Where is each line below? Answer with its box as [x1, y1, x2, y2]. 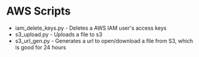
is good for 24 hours [15, 44, 67, 51]
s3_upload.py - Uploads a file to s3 [15, 30, 103, 38]
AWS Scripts [6, 4, 71, 18]
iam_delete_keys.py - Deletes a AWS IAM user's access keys [15, 24, 167, 32]
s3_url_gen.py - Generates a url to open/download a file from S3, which [15, 37, 194, 44]
